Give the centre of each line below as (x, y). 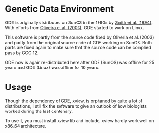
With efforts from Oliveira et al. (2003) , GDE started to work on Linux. (75, 27)
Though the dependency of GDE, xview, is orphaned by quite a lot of (74, 101)
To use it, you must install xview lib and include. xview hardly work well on (79, 120)
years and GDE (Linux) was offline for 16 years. (52, 67)
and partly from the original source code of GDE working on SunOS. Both (79, 42)
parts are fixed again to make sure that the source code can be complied (78, 47)
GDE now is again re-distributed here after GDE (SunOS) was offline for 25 (80, 62)
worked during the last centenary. (39, 111)
